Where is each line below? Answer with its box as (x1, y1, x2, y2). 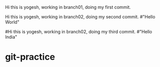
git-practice (5, 52, 55, 63)
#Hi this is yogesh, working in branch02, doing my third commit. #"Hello (5, 29, 153, 34)
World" (5, 19, 20, 25)
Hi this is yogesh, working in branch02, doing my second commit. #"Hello (5, 14, 156, 19)
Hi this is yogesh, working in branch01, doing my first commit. (5, 4, 131, 10)
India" (5, 34, 17, 40)
